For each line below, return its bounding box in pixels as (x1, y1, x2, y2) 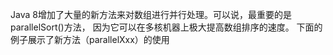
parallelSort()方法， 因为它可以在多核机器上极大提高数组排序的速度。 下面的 (10, 21, 323, 33)
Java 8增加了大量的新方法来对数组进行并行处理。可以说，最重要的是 (10, 9, 292, 20)
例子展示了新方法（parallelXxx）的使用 (10, 34, 170, 45)
